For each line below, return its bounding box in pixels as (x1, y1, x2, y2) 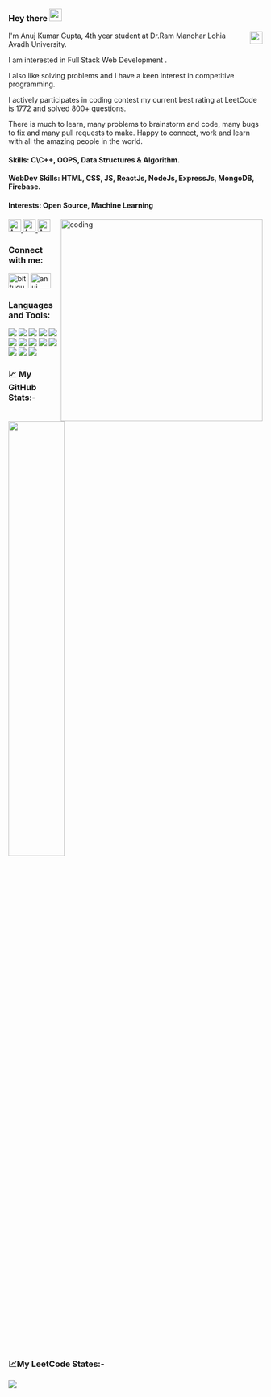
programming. (8, 79, 56, 89)
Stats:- (8, 392, 36, 403)
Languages (8, 299, 54, 310)
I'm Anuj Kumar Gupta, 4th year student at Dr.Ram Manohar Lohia (8, 31, 226, 40)
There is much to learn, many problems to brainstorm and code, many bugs (8, 120, 260, 129)
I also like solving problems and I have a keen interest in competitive (8, 71, 235, 81)
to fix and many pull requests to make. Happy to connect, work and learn (8, 128, 250, 137)
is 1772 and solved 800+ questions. (8, 103, 127, 113)
